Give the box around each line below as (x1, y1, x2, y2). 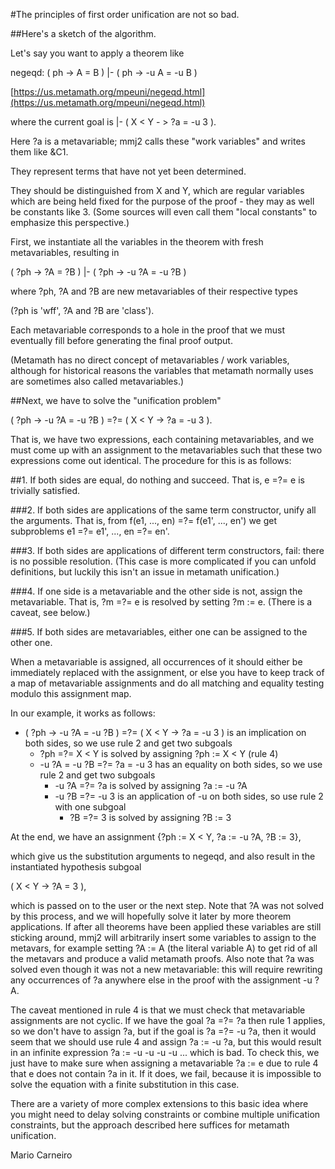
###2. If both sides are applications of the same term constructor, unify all (10, 504, 317, 516)
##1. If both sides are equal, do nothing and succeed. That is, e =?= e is (10, 474, 305, 486)
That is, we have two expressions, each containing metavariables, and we (10, 434, 315, 445)
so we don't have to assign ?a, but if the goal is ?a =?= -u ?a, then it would (10, 1025, 317, 1037)
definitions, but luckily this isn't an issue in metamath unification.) (10, 566, 280, 578)
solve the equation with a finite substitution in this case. (10, 1079, 240, 1090)
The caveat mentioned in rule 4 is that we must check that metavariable (10, 1004, 306, 1016)
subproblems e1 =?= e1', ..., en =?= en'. (10, 525, 170, 537)
